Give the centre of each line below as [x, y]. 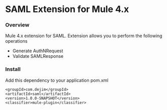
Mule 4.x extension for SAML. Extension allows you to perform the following [84, 36]
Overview [17, 25]
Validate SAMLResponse [38, 56]
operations [16, 41]
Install [13, 69]
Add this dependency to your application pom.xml [57, 80]
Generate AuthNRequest [38, 51]
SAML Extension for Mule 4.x [67, 9]
